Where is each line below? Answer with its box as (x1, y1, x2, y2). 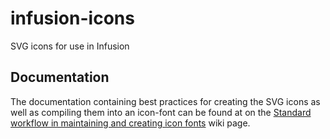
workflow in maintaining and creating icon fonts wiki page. (10, 117, 251, 129)
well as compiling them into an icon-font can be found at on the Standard (10, 106, 312, 118)
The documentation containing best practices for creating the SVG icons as (10, 95, 321, 107)
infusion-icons (10, 7, 135, 30)
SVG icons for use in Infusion (10, 40, 130, 52)
